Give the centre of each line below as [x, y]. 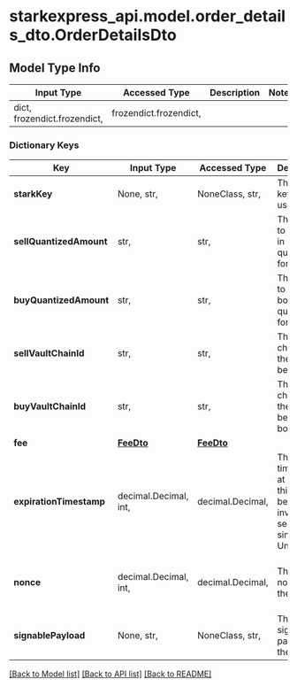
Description [235, 93]
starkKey [33, 194]
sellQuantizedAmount [61, 242]
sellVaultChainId [49, 353]
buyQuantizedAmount [61, 300]
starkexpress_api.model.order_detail [147, 16]
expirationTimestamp [60, 502]
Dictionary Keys [44, 145]
